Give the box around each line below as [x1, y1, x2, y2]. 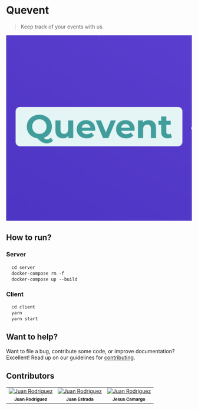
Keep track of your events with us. [20, 23, 104, 30]
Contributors [6, 371, 55, 381]
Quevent [6, 4, 49, 17]
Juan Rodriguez [14, 396, 48, 402]
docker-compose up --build [11, 276, 78, 282]
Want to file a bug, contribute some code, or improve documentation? [6, 347, 175, 354]
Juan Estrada [65, 396, 94, 402]
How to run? [6, 233, 52, 243]
